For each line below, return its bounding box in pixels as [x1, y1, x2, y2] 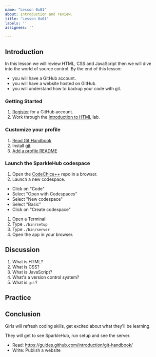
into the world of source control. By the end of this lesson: [5, 65, 122, 71]
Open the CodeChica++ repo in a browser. [12, 171, 97, 177]
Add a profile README [12, 147, 58, 154]
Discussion [5, 246, 40, 254]
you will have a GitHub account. [12, 75, 77, 81]
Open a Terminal [12, 216, 46, 222]
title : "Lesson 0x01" [5, 16, 49, 21]
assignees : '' [5, 25, 34, 30]
